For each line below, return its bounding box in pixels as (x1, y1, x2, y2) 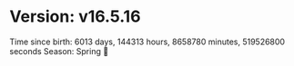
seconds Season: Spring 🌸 (9, 45, 109, 56)
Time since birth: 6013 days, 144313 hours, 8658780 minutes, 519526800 (9, 36, 285, 47)
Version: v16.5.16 (9, 6, 141, 27)
